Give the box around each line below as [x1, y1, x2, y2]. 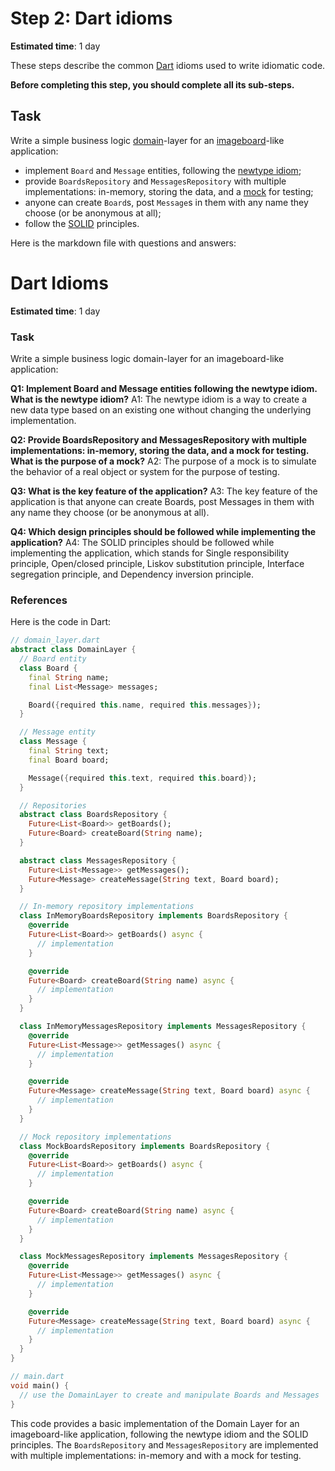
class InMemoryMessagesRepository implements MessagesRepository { [19, 1022, 307, 1032]
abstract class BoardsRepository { [19, 810, 168, 820]
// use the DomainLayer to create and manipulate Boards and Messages [19, 1390, 320, 1400]
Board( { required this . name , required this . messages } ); [28, 700, 262, 710]
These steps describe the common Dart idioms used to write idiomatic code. [10, 59, 326, 71]
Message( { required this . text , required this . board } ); [28, 773, 257, 783]
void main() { [10, 1380, 70, 1391]
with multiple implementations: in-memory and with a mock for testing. [10, 1449, 302, 1461]
